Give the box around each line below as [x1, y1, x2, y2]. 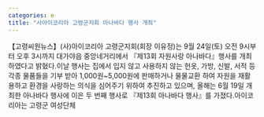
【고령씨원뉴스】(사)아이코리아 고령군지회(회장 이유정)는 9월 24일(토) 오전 [8, 41, 238, 51]
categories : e [8, 11, 55, 20]
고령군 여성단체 [28, 100, 76, 110]
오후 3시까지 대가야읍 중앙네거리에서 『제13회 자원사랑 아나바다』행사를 [16, 51, 238, 60]
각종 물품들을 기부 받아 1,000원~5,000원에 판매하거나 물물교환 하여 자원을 [8, 71, 236, 80]
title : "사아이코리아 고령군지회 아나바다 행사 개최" [8, 19, 157, 27]
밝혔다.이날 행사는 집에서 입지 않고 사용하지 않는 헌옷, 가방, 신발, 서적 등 [35, 60, 256, 71]
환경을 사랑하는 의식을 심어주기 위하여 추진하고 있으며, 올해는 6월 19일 [28, 80, 244, 90]
